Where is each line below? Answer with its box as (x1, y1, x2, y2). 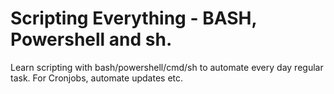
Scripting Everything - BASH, (10, 7, 257, 30)
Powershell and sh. (10, 28, 173, 51)
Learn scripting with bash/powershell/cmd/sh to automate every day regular (10, 61, 324, 73)
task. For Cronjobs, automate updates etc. (10, 72, 184, 84)
